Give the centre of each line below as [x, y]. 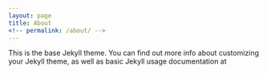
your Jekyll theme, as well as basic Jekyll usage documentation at [117, 61]
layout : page [30, 16]
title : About [30, 23]
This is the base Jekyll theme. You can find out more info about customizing [133, 53]
